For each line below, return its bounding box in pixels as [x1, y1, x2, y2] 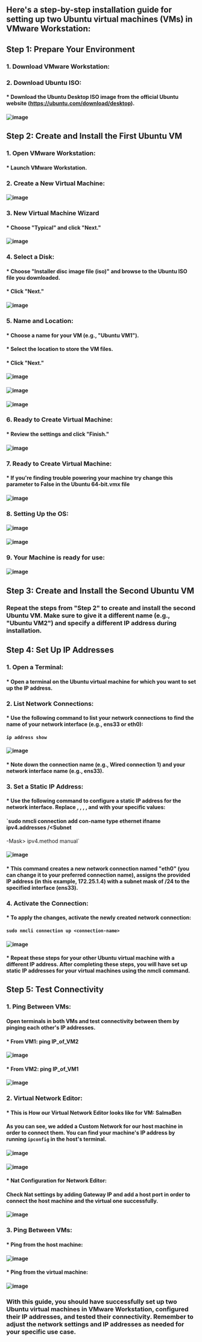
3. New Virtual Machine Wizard [6, 209, 99, 218]
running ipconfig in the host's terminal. [6, 1136, 107, 1143]
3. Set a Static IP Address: [6, 782, 84, 790]
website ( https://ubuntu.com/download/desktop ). [6, 99, 135, 107]
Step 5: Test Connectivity [6, 984, 104, 995]
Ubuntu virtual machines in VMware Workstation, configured [6, 1305, 189, 1313]
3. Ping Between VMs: [6, 1226, 72, 1235]
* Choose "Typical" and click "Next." [6, 224, 101, 231]
